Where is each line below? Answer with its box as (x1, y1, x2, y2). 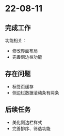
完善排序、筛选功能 (12, 125, 51, 131)
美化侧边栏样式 (12, 119, 42, 125)
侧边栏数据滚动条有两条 (12, 90, 59, 95)
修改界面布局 (12, 48, 38, 54)
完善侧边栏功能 (12, 54, 42, 60)
